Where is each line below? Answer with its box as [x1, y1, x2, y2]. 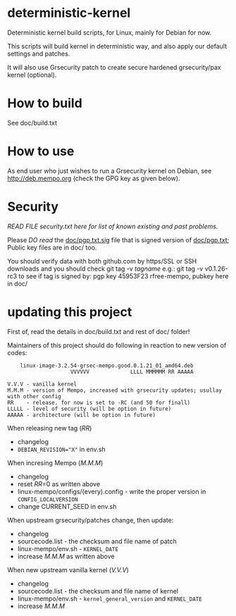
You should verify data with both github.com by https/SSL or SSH [7, 257, 197, 265]
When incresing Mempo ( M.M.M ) [7, 458, 104, 467]
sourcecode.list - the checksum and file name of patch [17, 537, 178, 546]
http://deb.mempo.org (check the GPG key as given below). [7, 174, 180, 183]
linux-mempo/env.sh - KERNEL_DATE [17, 544, 118, 553]
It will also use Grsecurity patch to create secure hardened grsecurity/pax [7, 63, 222, 71]
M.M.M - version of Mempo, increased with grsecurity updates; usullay [7, 386, 222, 394]
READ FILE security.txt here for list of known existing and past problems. [7, 222, 218, 230]
